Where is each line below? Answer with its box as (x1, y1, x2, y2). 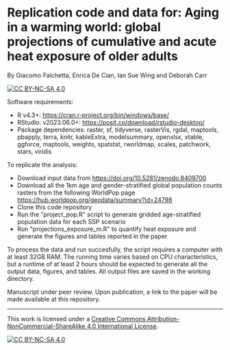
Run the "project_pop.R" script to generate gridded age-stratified (16, 210, 201, 218)
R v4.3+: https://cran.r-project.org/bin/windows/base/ (16, 111, 170, 119)
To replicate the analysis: (7, 160, 77, 168)
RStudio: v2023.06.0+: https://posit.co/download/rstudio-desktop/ (16, 118, 205, 126)
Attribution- (146, 314, 180, 323)
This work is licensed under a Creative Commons (7, 314, 146, 323)
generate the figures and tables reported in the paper (16, 232, 168, 240)
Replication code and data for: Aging (7, 5, 220, 21)
